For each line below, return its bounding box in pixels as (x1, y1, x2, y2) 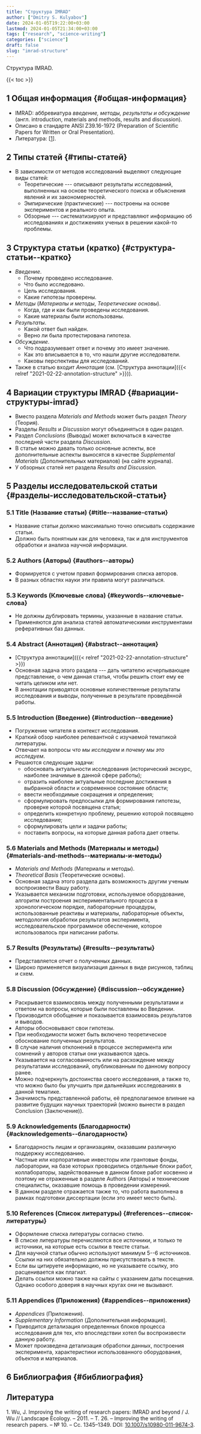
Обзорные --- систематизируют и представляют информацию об (23, 212, 193, 220)
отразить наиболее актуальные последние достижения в (23, 778, 172, 785)
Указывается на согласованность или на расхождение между (14, 1056, 175, 1063)
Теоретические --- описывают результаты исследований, (23, 181, 173, 188)
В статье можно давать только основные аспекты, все (14, 445, 156, 452)
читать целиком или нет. (14, 679, 78, 686)
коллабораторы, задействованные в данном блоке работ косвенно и (14, 1169, 193, 1176)
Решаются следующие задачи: (14, 758, 94, 766)
